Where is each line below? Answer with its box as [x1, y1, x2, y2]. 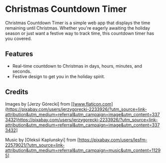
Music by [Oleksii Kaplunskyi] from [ [5, 137, 79, 143]
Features [5, 50, 33, 58]
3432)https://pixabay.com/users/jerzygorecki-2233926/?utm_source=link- [5, 117, 158, 122]
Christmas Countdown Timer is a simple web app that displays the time [5, 20, 150, 26]
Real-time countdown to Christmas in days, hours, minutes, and [12, 63, 142, 69]
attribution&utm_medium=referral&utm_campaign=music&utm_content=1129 [5, 147, 161, 153]
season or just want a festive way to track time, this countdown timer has [5, 30, 155, 36]
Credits [5, 88, 29, 96]
